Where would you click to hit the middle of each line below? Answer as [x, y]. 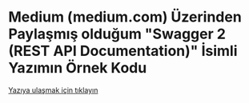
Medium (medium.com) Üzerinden [125, 17]
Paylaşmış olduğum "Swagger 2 [117, 34]
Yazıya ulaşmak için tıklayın [53, 90]
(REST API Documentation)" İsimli [123, 51]
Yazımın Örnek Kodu [78, 68]
